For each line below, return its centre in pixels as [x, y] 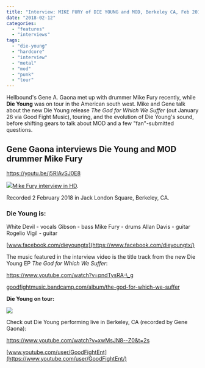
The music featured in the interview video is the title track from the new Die [101, 257]
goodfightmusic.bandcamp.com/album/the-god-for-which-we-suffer [93, 287]
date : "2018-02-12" [31, 18]
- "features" [28, 29]
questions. [20, 130]
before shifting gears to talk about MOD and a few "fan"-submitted [90, 123]
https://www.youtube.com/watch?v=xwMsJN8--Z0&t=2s [78, 341]
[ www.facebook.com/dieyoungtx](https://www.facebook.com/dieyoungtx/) [101, 245]
